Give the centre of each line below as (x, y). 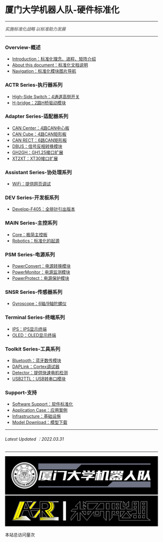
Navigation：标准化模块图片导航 (44, 71)
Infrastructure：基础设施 (36, 416)
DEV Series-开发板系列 (32, 198)
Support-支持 (21, 392)
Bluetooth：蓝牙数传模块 (37, 360)
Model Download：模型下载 (40, 423)
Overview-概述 (23, 47)
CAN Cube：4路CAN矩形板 (39, 134)
